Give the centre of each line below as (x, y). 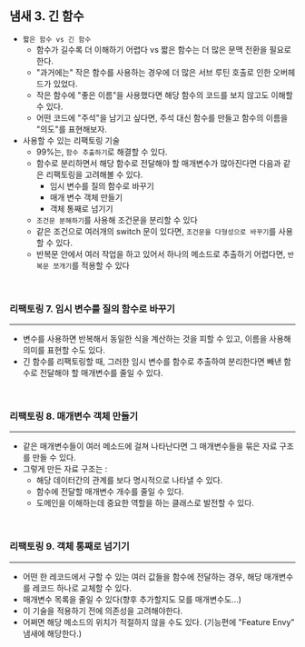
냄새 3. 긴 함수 (47, 16)
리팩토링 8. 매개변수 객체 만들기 (74, 416)
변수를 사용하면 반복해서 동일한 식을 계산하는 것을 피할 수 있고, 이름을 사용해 (157, 339)
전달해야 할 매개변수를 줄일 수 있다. (101, 373)
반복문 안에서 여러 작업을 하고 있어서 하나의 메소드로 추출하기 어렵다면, (161, 254)
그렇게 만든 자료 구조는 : (65, 469)
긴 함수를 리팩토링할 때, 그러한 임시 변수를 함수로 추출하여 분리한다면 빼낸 (152, 362)
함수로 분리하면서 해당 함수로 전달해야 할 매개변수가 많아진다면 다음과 (158, 163)
